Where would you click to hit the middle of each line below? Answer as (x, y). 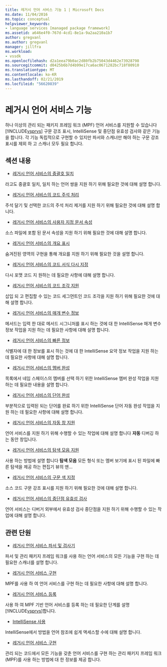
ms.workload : (19, 51)
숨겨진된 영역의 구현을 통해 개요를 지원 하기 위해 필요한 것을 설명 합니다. (75, 254)
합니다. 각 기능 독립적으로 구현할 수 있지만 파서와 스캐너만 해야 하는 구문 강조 (85, 137)
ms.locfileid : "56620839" (32, 84)
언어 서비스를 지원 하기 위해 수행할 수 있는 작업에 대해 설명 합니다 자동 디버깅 (80, 433)
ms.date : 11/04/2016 (27, 14)
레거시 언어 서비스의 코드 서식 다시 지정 (50, 265)
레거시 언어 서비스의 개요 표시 (41, 243)
